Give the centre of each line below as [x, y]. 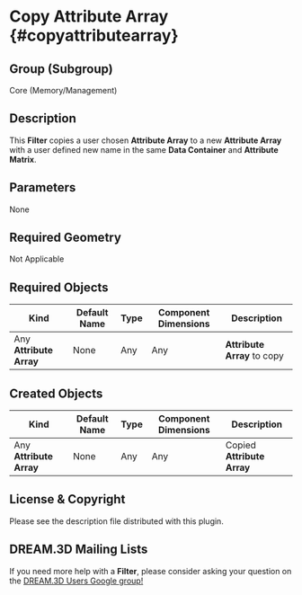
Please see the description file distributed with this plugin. [117, 521]
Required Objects [59, 287]
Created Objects [56, 393]
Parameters [43, 187]
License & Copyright [67, 499]
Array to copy [255, 356]
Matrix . [23, 159]
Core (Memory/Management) [63, 90]
